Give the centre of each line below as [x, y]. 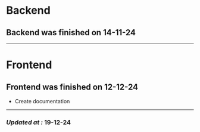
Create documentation [42, 101]
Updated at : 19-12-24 [39, 122]
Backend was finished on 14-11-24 [71, 33]
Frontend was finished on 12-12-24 [72, 87]
